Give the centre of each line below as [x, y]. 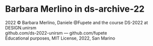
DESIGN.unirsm [21, 27]
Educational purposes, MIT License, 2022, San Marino [60, 38]
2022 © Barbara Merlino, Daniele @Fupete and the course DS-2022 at [77, 23]
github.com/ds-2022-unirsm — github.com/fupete [56, 33]
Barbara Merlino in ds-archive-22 [75, 9]
